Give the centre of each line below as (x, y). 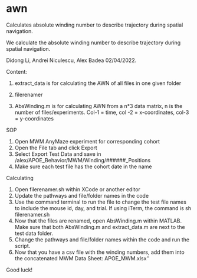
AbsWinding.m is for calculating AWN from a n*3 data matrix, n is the (98, 106)
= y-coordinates (34, 118)
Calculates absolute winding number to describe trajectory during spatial (95, 25)
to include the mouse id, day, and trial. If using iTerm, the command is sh (103, 208)
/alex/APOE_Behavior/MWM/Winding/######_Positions (83, 160)
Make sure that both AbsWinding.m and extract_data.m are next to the (100, 227)
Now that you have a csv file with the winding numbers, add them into (99, 252)
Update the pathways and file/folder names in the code (82, 195)
